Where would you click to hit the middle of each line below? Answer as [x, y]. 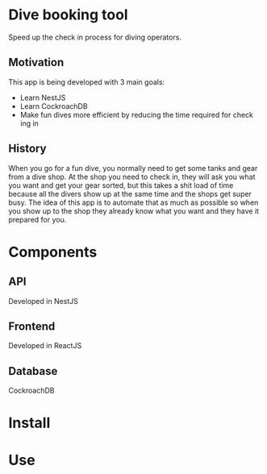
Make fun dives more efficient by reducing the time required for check [137, 114]
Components [53, 252]
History [27, 149]
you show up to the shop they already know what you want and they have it [134, 210]
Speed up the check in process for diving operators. [95, 37]
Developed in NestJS [44, 301]
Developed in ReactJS [45, 346]
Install [29, 423]
